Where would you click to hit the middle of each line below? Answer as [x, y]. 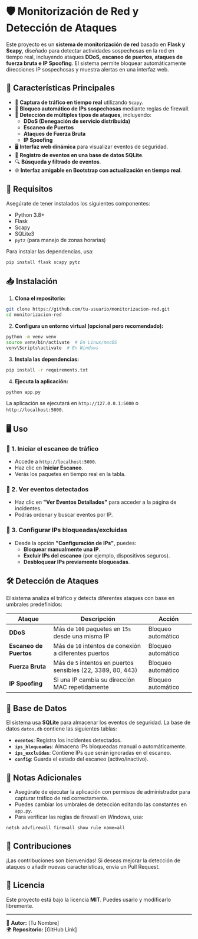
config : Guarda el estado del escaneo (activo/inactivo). [81, 759]
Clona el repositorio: [40, 298]
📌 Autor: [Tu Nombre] [33, 922]
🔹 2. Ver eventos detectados [47, 489]
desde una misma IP [81, 637]
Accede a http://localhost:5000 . [55, 462]
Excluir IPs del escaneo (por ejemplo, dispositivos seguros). [97, 555]
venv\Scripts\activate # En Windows [52, 348]
